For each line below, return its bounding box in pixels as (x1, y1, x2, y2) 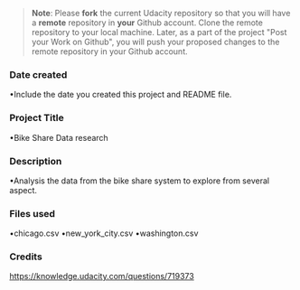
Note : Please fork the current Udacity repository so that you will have (31, 8, 291, 18)
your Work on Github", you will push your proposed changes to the (31, 36, 280, 47)
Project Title (9, 112, 65, 125)
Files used (9, 207, 56, 220)
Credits (9, 250, 42, 263)
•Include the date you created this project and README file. (9, 89, 232, 100)
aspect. (9, 184, 38, 195)
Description (9, 154, 62, 167)
